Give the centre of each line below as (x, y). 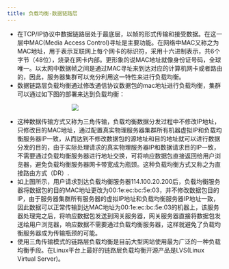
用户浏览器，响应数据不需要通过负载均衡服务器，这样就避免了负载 (122, 224)
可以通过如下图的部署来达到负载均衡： (71, 94)
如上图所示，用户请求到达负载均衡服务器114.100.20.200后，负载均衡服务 (119, 181)
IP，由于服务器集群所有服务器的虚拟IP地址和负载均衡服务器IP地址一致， (118, 198)
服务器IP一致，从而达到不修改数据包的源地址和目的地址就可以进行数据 (122, 139)
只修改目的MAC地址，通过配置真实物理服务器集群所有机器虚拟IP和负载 (117, 130)
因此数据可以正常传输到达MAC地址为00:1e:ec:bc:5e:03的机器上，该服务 (118, 207)
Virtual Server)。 (41, 259)
